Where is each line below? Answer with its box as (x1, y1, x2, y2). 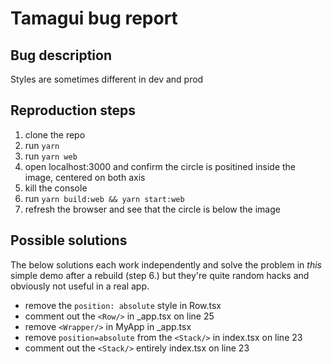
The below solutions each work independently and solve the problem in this (10, 258, 322, 271)
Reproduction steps (10, 102, 136, 119)
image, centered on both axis (24, 171, 146, 183)
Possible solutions (10, 232, 128, 249)
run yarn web (24, 150, 78, 162)
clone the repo (24, 128, 86, 141)
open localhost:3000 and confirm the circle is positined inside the (24, 160, 297, 172)
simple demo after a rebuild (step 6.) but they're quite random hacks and (10, 269, 310, 281)
